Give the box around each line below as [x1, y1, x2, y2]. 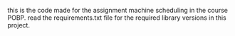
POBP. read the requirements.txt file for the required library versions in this [7, 13, 226, 22]
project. [7, 21, 31, 29]
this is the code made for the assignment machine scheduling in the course [7, 6, 229, 14]
